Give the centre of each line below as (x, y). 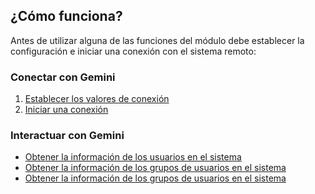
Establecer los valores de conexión (97, 99)
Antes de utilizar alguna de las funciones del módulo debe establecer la (157, 40)
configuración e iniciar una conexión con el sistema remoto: (133, 51)
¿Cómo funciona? (66, 16)
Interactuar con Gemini (67, 136)
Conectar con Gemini (63, 77)
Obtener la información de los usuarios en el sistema (133, 157)
